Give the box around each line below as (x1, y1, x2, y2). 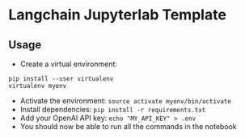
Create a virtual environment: (19, 59, 117, 69)
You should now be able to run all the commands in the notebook (19, 122, 237, 131)
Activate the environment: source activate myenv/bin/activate (19, 96, 232, 106)
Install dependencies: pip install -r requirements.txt (19, 105, 206, 114)
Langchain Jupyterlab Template (8, 6, 226, 24)
